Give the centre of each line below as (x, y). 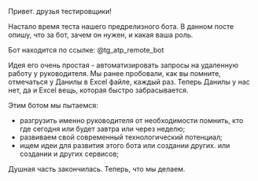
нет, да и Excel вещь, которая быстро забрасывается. (98, 90)
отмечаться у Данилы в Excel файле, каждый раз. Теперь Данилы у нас (129, 82)
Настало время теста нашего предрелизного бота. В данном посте (121, 26)
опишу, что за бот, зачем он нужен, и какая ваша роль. (101, 35)
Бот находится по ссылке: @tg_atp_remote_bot (86, 50)
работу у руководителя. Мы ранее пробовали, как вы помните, (115, 73)
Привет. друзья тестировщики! (60, 11)
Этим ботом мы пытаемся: (53, 105)
